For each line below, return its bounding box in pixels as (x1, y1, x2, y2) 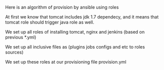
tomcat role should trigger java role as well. (5, 19, 94, 25)
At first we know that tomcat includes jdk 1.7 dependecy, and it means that (5, 14, 159, 19)
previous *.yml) (5, 34, 37, 40)
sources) (5, 49, 24, 55)
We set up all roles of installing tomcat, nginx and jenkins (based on (5, 29, 145, 34)
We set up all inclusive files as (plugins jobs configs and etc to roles (5, 44, 145, 49)
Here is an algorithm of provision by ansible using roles (5, 4, 119, 10)
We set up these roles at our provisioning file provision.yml (5, 59, 126, 64)
